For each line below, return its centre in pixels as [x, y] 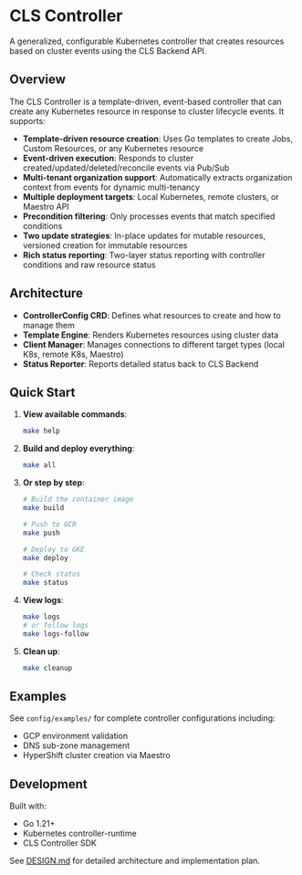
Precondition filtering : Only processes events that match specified [149, 216]
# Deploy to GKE [53, 549]
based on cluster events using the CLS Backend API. [108, 50]
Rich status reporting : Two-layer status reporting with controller [144, 255]
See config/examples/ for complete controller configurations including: [142, 718]
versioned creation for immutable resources [105, 245]
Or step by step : [53, 483]
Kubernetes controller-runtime [79, 833]
